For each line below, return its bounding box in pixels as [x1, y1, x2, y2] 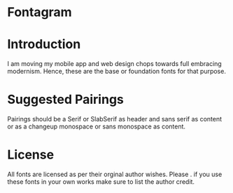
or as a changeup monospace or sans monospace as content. [7, 122, 186, 131]
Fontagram [7, 4, 72, 20]
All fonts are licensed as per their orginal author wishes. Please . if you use [7, 170, 223, 178]
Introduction [7, 36, 81, 53]
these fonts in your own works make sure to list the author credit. [7, 178, 195, 186]
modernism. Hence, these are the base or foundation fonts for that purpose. [7, 67, 226, 76]
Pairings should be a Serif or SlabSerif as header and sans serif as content [7, 115, 223, 124]
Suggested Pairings [7, 92, 124, 107]
